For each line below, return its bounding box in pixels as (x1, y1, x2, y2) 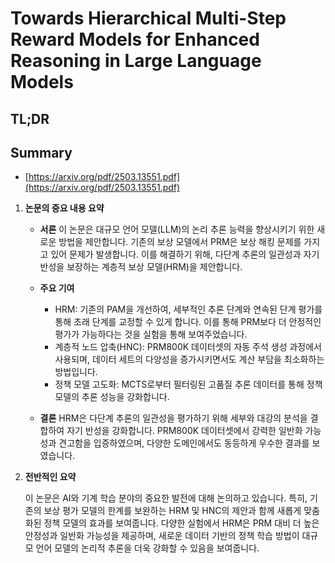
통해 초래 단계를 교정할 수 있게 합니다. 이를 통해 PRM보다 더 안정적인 (54, 316, 322, 328)
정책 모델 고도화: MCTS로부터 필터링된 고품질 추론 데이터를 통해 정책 (54, 378, 323, 391)
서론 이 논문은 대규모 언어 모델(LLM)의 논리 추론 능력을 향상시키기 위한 (39, 223, 315, 236)
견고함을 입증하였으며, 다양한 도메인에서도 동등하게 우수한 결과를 (58, 437, 310, 449)
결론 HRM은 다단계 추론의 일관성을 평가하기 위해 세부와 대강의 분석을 (39, 412, 308, 424)
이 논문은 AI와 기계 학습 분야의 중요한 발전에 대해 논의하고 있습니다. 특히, (24, 492, 308, 504)
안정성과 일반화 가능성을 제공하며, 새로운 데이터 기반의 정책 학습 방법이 (24, 530, 300, 542)
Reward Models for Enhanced (10, 28, 260, 51)
